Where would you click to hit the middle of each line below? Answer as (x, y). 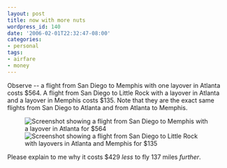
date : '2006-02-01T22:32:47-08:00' (59, 33)
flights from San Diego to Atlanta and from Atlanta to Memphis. (97, 107)
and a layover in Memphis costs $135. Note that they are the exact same (111, 100)
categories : (24, 40)
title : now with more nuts (46, 20)
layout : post (26, 14)
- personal (23, 46)
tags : (15, 53)
